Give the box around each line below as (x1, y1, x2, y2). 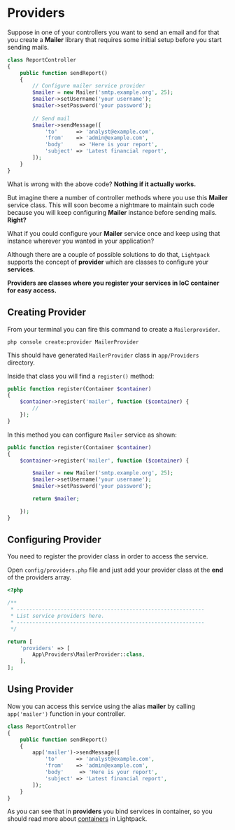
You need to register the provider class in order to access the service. (7, 552, 208, 561)
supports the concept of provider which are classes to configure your (7, 258, 208, 266)
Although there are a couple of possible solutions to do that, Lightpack (7, 250, 210, 258)
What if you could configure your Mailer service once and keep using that (7, 229, 220, 237)
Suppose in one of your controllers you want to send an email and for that (7, 28, 220, 36)
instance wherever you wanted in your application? (7, 237, 155, 245)
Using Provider (7, 684, 73, 696)
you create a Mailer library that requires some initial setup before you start (7, 35, 222, 43)
